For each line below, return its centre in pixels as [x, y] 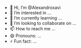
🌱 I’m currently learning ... [36, 18]
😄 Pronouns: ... [26, 36]
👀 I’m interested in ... [30, 13]
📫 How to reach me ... [32, 29]
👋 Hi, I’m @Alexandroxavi [35, 8]
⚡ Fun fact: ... [23, 41]
